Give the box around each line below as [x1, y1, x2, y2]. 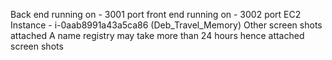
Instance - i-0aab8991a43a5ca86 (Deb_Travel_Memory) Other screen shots [10, 19, 323, 31]
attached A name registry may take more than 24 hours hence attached [10, 30, 305, 41]
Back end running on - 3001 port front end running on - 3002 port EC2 [10, 9, 302, 20]
